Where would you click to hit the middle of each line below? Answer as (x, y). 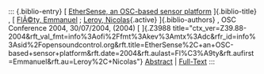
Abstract (159, 61)
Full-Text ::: (197, 61)
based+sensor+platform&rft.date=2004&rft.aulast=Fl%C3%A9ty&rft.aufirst (131, 53)
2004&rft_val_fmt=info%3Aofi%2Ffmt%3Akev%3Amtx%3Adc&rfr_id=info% (132, 36)
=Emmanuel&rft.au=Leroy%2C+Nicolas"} (76, 61)
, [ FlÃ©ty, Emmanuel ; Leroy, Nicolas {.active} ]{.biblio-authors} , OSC (122, 20)
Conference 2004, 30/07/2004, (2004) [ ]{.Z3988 (90, 28)
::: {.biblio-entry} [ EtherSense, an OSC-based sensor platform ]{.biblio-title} (133, 11)
